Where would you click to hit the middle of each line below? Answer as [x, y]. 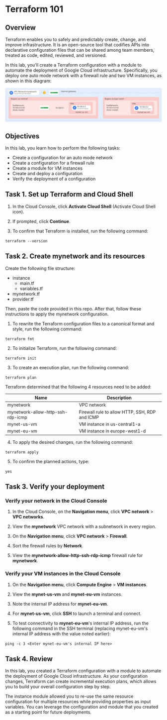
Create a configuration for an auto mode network [63, 158]
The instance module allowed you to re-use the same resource [69, 696]
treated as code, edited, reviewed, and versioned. [56, 55]
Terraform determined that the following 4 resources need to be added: [78, 387]
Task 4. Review [29, 659]
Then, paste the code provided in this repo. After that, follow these [73, 309]
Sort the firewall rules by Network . [48, 546]
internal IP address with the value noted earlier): [61, 633]
